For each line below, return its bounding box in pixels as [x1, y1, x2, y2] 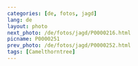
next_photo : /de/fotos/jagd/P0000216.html [7, 29, 131, 36]
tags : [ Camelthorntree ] [7, 49, 76, 56]
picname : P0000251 [7, 36, 60, 43]
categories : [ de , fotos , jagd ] [7, 10, 97, 17]
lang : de [7, 16, 32, 23]
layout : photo [7, 23, 48, 30]
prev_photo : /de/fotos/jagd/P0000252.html [7, 42, 131, 49]
